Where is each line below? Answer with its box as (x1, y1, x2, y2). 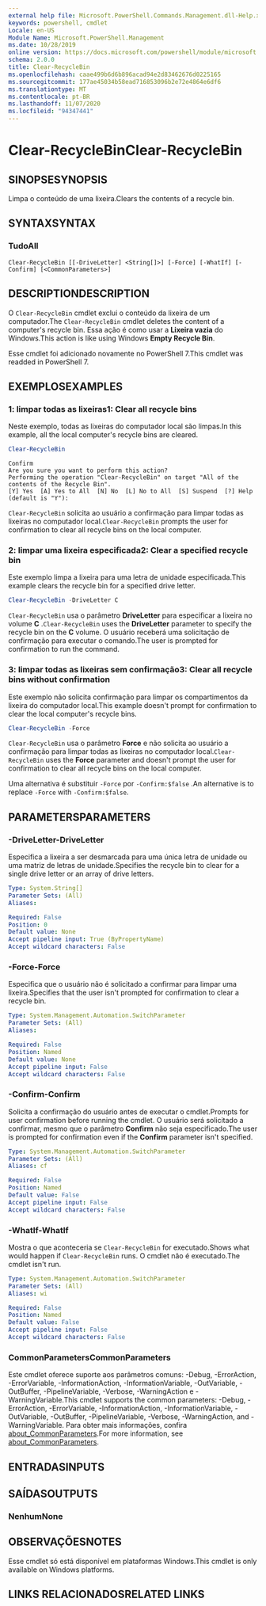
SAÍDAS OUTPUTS (8, 1487, 98, 1501)
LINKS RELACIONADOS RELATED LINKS (8, 1588, 205, 1601)
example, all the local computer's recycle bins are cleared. (8, 430, 199, 440)
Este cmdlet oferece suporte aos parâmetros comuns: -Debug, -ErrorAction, (8, 1370, 257, 1380)
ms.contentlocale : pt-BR (8, 93, 90, 101)
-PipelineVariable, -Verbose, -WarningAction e (43, 1387, 194, 1396)
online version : (8, 48, 62, 56)
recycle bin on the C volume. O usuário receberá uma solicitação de (8, 627, 230, 637)
